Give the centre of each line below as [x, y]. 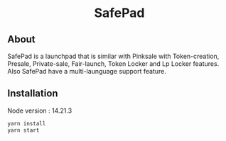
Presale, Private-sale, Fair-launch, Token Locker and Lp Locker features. [113, 64]
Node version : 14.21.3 [40, 111]
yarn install [27, 123]
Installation [33, 94]
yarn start [23, 130]
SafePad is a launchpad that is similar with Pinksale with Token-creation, [113, 56]
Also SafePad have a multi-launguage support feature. [87, 71]
